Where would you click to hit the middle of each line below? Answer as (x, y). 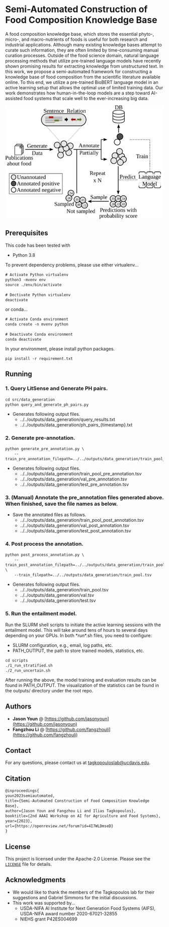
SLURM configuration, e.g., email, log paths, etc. (63, 645)
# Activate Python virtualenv (37, 275)
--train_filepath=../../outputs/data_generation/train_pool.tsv (83, 575)
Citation (18, 778)
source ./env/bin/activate (33, 285)
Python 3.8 (24, 255)
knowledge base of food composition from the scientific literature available (83, 77)
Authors (18, 707)
